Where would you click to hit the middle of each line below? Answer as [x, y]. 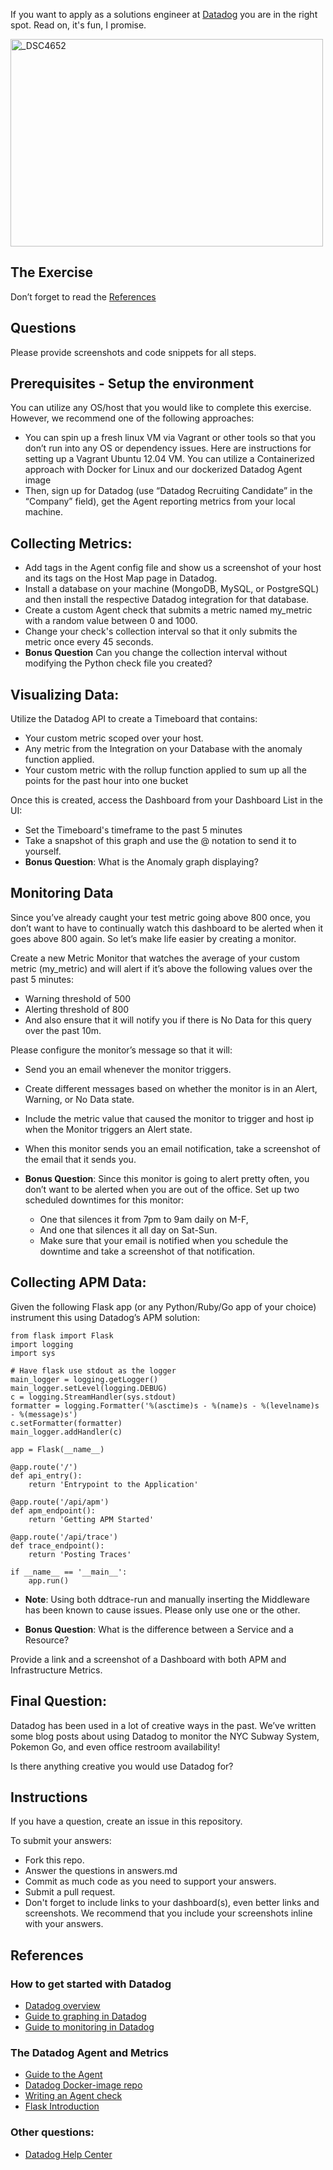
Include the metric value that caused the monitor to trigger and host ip [169, 1118]
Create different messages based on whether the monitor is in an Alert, [171, 1088]
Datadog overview [62, 2005]
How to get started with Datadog [91, 1984]
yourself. [43, 851]
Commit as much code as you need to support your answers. [150, 1881]
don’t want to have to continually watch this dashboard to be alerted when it [167, 928]
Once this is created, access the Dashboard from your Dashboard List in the [166, 800]
